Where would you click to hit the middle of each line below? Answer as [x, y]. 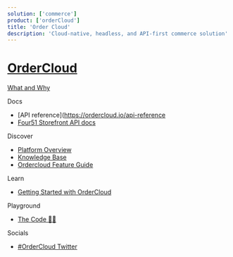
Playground [24, 206]
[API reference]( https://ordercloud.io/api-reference [92, 115]
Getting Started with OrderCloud [64, 192]
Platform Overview [44, 150]
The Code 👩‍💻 [37, 220]
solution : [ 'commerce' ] [42, 14]
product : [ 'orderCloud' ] [44, 20]
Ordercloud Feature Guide [55, 165]
